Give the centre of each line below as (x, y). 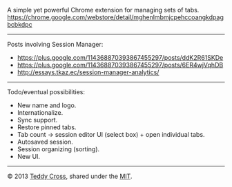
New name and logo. (47, 105)
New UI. (28, 156)
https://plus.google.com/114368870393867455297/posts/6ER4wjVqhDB (120, 65)
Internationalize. (40, 112)
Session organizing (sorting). (58, 149)
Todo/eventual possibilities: (46, 92)
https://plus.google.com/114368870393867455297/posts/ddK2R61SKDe (120, 57)
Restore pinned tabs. (47, 127)
